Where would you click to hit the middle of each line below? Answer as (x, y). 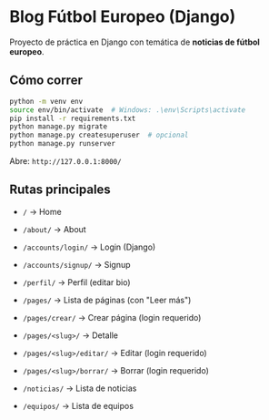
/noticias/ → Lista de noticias (80, 388)
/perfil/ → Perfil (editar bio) (76, 282)
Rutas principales (60, 190)
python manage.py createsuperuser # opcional (99, 135)
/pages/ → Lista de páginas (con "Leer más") (107, 300)
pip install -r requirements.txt (73, 118)
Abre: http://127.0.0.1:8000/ (65, 161)
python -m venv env (46, 101)
